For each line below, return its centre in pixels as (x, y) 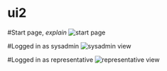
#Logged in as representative (50, 59)
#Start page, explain (37, 32)
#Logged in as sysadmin (43, 46)
